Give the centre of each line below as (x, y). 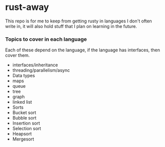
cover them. (17, 55)
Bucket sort (24, 113)
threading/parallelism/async (41, 70)
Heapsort (22, 134)
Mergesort (23, 139)
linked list (22, 102)
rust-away (27, 7)
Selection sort (27, 129)
